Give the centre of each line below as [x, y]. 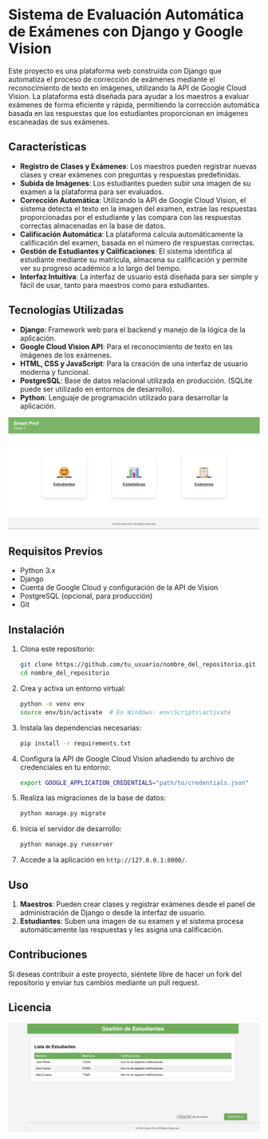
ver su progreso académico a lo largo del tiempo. [100, 268]
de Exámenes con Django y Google [126, 32]
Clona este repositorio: [57, 649]
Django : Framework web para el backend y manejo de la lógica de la [132, 329]
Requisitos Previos [56, 551]
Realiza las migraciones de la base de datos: [93, 798]
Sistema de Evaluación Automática [126, 15]
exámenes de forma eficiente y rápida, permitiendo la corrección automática [134, 105]
